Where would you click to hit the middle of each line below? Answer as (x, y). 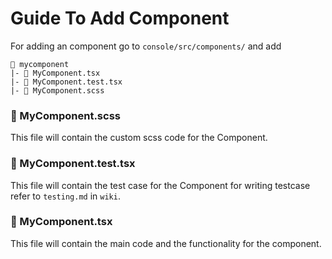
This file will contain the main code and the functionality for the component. (166, 243)
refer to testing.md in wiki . (65, 196)
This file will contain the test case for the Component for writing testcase (160, 185)
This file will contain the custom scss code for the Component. (139, 138)
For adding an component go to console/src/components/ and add (146, 46)
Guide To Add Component (120, 18)
